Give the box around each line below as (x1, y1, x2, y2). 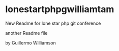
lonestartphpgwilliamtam (5, 4, 114, 15)
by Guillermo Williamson (5, 39, 56, 46)
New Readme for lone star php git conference (5, 20, 101, 26)
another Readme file (5, 30, 48, 36)
